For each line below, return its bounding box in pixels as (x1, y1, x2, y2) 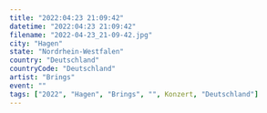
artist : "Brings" (9, 73, 76, 82)
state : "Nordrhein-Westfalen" (9, 47, 125, 56)
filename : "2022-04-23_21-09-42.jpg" (9, 30, 153, 39)
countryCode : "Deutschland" (9, 65, 117, 74)
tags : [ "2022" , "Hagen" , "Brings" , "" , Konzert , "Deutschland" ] (9, 89, 259, 98)
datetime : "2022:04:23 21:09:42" (9, 22, 137, 31)
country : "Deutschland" (9, 56, 100, 65)
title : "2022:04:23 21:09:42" (9, 13, 125, 23)
